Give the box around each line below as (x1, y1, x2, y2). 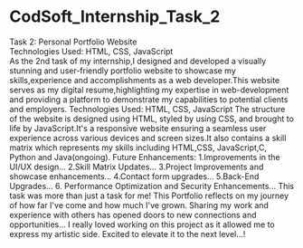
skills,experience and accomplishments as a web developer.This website (9, 74, 280, 85)
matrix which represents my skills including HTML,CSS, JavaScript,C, (9, 142, 268, 153)
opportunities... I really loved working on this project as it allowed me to (9, 219, 275, 230)
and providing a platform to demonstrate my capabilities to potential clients (9, 93, 289, 105)
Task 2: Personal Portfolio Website (9, 36, 137, 47)
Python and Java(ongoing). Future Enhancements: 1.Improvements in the (9, 151, 280, 162)
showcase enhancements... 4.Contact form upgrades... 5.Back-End (9, 170, 260, 182)
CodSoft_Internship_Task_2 (9, 6, 221, 27)
